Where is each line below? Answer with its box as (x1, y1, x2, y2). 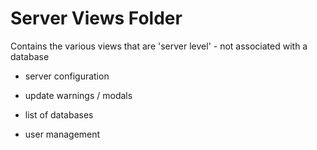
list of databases (24, 108, 94, 121)
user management (24, 128, 101, 140)
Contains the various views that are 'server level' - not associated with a (10, 40, 308, 52)
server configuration (24, 70, 110, 82)
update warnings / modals (24, 89, 133, 101)
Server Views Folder (10, 7, 183, 30)
